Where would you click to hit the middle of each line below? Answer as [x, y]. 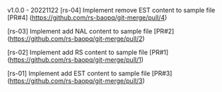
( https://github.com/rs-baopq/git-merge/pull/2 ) [76, 39]
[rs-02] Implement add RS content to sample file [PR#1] [88, 52]
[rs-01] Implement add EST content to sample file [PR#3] [90, 73]
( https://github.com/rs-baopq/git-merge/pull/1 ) [75, 60]
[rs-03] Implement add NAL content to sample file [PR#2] [91, 31]
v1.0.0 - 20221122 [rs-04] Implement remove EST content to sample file [111, 10]
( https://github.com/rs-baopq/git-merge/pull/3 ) [76, 81]
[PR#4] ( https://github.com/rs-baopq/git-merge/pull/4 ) [87, 18]
